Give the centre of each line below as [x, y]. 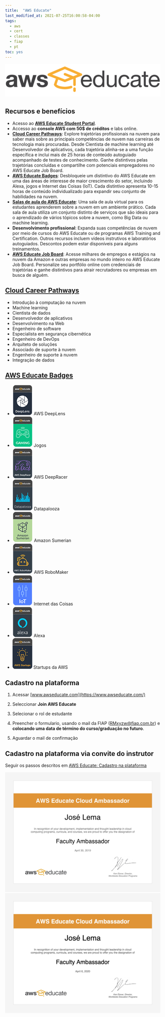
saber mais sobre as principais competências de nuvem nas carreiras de [86, 139]
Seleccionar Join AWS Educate [44, 704]
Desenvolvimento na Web [38, 323]
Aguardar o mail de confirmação [45, 738]
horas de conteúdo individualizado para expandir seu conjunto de [79, 191]
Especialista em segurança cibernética [51, 334]
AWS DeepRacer [51, 477]
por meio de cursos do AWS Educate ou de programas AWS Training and [86, 233]
